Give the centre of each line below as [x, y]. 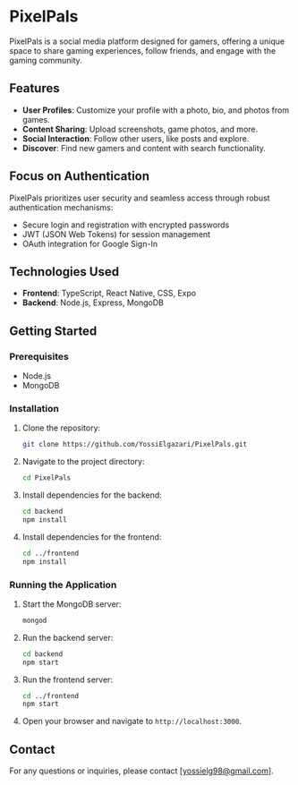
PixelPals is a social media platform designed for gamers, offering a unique [147, 41]
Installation [34, 408]
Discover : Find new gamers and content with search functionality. [144, 148]
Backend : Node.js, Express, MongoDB [93, 303]
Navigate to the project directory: [83, 462]
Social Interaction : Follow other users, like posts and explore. [136, 138]
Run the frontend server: [68, 679]
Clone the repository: [61, 428]
